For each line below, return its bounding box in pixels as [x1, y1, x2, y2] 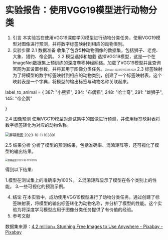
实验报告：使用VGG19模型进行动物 [5, 5, 149, 16]
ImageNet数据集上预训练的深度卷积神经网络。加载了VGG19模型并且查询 [12, 60, 161, 66]
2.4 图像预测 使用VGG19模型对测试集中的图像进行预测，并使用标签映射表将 [5, 116, 160, 122]
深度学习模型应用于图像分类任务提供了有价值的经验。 [26, 206, 136, 212]
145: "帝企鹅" [5, 95, 33, 101]
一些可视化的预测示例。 [19, 183, 68, 189]
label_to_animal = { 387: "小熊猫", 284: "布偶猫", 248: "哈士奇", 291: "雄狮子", [5, 89, 163, 95]
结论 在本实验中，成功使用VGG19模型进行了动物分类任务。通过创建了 [12, 194, 155, 200]
